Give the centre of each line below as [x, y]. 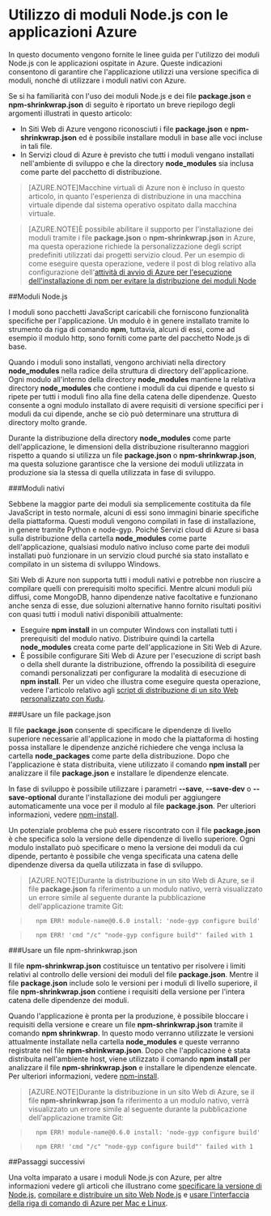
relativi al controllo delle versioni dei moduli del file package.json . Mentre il [133, 974]
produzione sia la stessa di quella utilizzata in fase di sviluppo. [112, 472]
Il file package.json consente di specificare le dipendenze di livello [120, 729]
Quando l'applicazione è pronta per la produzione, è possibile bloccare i [128, 1016]
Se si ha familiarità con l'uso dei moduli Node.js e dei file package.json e [130, 96]
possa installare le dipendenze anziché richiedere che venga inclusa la [126, 747]
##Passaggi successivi [47, 1161]
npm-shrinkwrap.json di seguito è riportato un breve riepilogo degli [122, 104]
